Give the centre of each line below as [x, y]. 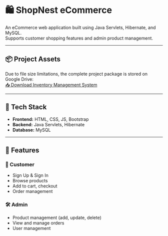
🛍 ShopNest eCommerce [59, 10]
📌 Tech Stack [26, 107]
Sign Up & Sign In [30, 175]
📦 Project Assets [33, 59]
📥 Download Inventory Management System [51, 85]
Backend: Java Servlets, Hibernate [48, 124]
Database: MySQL [31, 130]
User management [31, 228]
